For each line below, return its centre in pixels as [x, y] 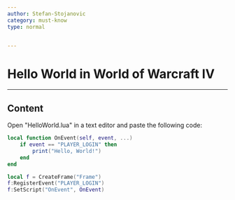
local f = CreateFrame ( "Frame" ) [54, 177]
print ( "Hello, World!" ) [67, 151]
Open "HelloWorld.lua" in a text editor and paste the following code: [105, 125]
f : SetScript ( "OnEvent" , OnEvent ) [56, 190]
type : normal [26, 27]
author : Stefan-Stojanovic [47, 14]
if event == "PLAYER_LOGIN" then [69, 145]
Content [26, 108]
